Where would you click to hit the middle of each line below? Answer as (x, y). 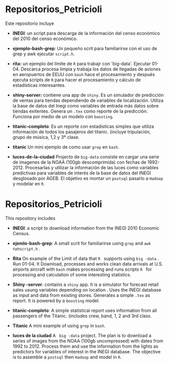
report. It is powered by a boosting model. (56, 301)
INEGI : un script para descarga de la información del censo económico (86, 33)
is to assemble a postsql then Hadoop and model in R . (67, 357)
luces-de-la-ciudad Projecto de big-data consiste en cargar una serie (86, 157)
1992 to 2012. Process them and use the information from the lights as (85, 346)
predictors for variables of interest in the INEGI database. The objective (87, 351)
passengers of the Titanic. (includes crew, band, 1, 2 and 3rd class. (82, 316)
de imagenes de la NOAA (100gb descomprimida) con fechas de (79, 162)
